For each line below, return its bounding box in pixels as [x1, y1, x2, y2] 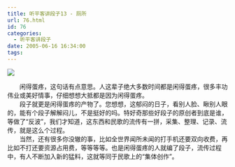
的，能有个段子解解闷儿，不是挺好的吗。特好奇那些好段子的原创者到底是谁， [7, 108, 228, 117]
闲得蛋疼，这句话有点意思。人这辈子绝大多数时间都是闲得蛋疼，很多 [19, 82, 215, 91]
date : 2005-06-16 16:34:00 [7, 43, 86, 50]
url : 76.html [7, 17, 45, 24]
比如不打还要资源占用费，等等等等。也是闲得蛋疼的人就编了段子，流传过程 [7, 143, 222, 152]
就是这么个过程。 [19, 126, 69, 134]
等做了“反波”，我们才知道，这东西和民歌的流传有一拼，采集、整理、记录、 [7, 117, 222, 126]
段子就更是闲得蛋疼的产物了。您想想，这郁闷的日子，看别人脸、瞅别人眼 [19, 99, 228, 108]
